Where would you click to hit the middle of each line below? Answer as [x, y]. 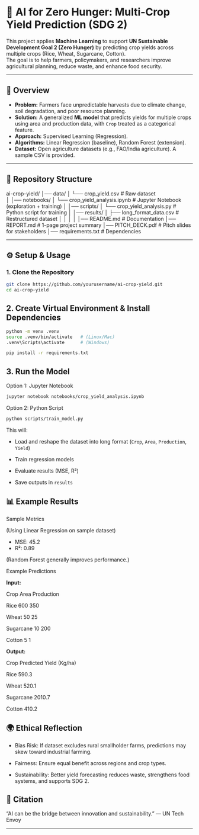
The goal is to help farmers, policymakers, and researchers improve [89, 60]
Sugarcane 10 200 [28, 628]
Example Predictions [31, 571]
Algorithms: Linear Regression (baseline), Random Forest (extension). [100, 142]
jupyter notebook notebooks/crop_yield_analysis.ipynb [75, 397]
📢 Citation [25, 799]
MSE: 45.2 [27, 542]
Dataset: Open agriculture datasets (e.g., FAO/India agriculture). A [95, 149]
